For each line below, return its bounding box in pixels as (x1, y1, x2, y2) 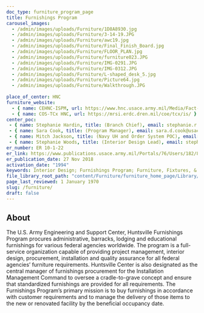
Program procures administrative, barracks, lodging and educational (6, 235, 177, 242)
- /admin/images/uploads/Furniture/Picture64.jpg (12, 77, 140, 83)
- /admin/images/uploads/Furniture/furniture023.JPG (12, 54, 148, 60)
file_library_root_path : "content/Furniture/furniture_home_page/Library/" (6, 173, 202, 180)
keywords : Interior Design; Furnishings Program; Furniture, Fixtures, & (6, 167, 197, 174)
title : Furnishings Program (6, 15, 78, 21)
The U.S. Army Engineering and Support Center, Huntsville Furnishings (6, 229, 183, 236)
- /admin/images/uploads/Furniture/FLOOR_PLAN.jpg (12, 49, 143, 55)
